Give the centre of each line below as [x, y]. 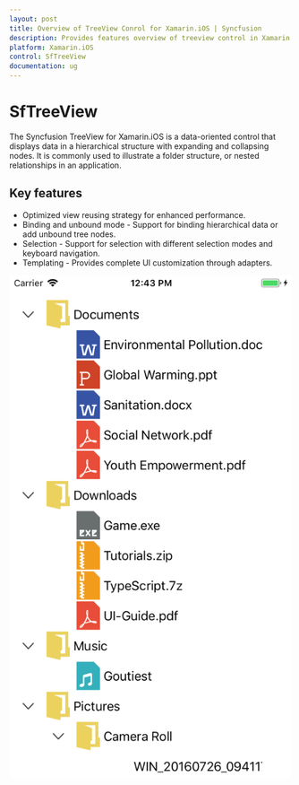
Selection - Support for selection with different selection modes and [147, 243]
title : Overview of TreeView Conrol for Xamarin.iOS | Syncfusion [136, 28]
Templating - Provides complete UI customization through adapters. [147, 262]
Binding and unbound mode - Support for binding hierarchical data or [150, 224]
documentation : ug [43, 66]
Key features [46, 193]
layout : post [34, 19]
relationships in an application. [66, 165]
